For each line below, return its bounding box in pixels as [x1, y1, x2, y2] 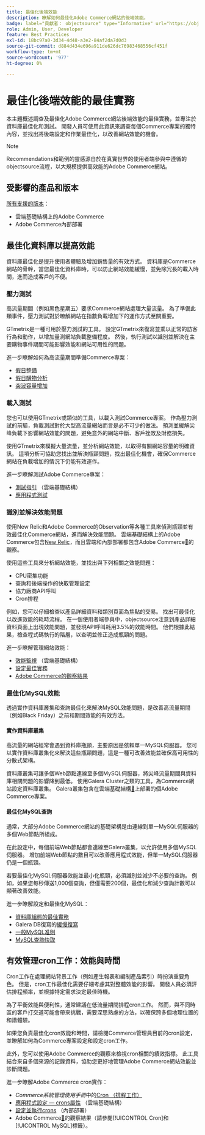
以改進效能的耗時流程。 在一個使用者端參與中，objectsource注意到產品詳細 [6, 616, 196, 623]
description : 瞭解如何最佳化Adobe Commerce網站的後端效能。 [6, 15, 148, 21]
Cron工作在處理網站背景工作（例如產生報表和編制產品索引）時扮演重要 [6, 973, 184, 980]
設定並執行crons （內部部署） [15, 1107, 90, 1114]
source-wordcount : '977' [6, 54, 70, 61]
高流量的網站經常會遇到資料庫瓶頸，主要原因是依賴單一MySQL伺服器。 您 [6, 742, 192, 749]
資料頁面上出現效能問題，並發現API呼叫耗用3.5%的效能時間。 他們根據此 [6, 623, 190, 630]
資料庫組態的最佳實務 [15, 913, 69, 920]
